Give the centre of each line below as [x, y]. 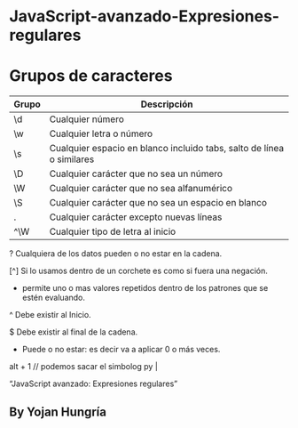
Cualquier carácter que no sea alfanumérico [141, 189]
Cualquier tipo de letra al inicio [113, 231]
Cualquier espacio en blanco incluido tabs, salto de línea [167, 149]
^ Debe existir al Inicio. [50, 315]
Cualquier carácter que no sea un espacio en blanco [158, 203]
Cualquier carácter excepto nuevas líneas [136, 217]
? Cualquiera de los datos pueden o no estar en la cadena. [116, 254]
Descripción [167, 104]
